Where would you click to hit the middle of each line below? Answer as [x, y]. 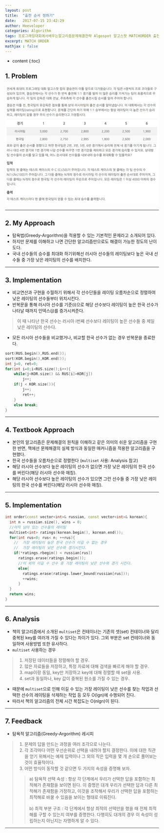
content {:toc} [26, 61]
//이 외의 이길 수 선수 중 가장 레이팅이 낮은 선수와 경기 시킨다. [75, 563]
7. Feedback [24, 721]
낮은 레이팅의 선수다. [37, 327]
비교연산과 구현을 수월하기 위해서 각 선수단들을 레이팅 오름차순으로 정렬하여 [84, 292]
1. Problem [21, 76]
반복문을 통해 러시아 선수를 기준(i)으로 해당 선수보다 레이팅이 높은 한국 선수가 [85, 305]
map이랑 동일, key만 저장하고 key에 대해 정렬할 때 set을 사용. [83, 672]
